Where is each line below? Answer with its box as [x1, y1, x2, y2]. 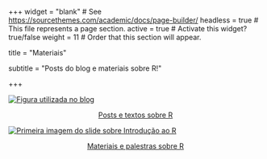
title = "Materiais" [8, 48, 67, 57]
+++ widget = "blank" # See [8, 7, 102, 16]
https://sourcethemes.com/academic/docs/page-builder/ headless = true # [8, 15, 259, 25]
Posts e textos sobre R [98, 110, 173, 120]
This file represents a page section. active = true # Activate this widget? [8, 24, 248, 33]
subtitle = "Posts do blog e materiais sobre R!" [8, 63, 162, 73]
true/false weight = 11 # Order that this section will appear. [8, 32, 202, 42]
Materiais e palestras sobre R [87, 141, 184, 151]
